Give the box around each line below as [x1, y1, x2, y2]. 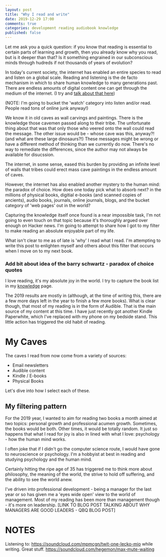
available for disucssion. [5, 152, 55, 158]
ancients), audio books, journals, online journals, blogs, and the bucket [5, 197, 150, 203]
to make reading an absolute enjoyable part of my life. [5, 228, 115, 233]
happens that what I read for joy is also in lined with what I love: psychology [5, 431, 160, 437]
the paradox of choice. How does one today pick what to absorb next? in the [5, 187, 162, 192]
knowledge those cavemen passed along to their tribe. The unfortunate [5, 120, 151, 126]
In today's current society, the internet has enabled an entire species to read [5, 69, 161, 75]
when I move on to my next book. [5, 248, 73, 254]
